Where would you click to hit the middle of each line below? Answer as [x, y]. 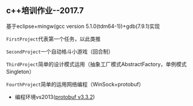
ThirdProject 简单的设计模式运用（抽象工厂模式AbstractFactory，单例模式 [96, 64]
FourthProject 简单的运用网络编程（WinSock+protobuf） [75, 84]
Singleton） [20, 71]
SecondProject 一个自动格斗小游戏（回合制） [60, 51]
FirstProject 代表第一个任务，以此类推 [53, 39]
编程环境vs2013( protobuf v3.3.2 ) [55, 96]
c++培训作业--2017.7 [45, 11]
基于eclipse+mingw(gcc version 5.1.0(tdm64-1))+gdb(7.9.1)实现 [83, 26]
